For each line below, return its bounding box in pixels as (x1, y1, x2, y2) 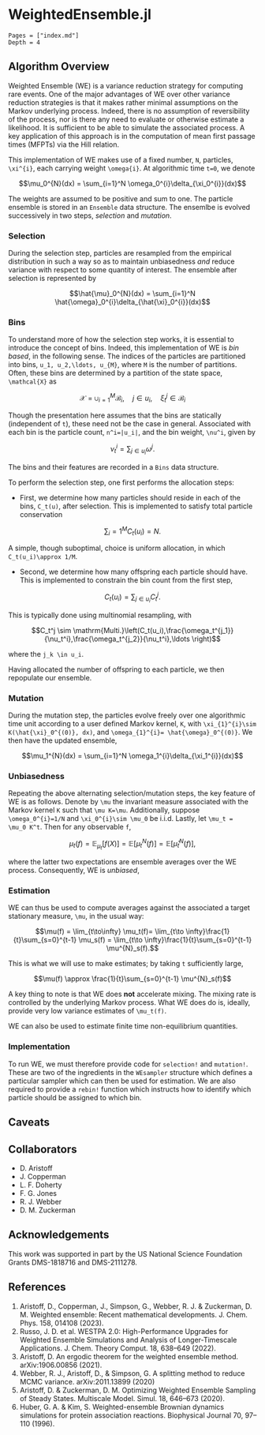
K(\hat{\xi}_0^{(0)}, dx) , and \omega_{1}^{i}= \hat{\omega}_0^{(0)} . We (8, 728, 253, 737)
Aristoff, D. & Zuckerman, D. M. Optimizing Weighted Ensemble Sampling (19, 1385, 256, 1395)
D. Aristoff (19, 1163, 53, 1173)
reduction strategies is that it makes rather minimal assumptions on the (8, 97, 239, 107)
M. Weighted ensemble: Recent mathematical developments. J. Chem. (19, 1309, 248, 1319)
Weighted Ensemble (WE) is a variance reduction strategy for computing (8, 81, 244, 90)
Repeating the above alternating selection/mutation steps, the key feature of (8, 789, 256, 798)
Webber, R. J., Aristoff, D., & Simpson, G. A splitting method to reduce (19, 1368, 245, 1378)
